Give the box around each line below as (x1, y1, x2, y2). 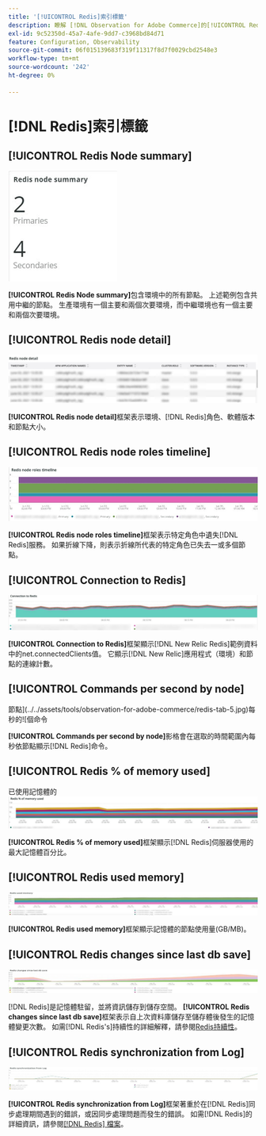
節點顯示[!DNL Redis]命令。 (21, 741, 112, 750)
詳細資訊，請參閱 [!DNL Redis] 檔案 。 (8, 1119, 128, 1128)
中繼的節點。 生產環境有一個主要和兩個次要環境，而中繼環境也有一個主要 (14, 300, 253, 309)
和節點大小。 (8, 421, 50, 432)
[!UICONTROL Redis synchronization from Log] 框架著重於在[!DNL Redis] (8, 1099, 249, 1108)
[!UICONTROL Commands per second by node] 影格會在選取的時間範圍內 (8, 731, 249, 741)
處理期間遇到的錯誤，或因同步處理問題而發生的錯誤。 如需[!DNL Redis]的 (14, 1109, 253, 1119)
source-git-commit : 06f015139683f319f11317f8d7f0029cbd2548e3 (8, 46, 218, 55)
